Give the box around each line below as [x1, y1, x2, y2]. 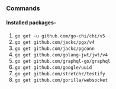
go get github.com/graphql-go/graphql [14, 58, 111, 65]
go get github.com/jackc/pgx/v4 [14, 40, 95, 46]
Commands [6, 4, 40, 12]
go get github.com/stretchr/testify [14, 71, 105, 77]
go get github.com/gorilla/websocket [14, 77, 108, 84]
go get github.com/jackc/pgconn [14, 46, 95, 52]
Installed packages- [6, 19, 57, 26]
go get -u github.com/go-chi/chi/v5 [14, 33, 105, 39]
